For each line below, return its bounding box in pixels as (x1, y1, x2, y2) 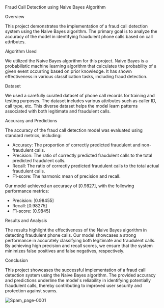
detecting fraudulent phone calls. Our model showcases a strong (5, 232, 137, 238)
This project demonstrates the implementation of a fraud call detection (5, 23, 148, 29)
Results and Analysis (5, 218, 47, 223)
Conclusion (5, 257, 28, 263)
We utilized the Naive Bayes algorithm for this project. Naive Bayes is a (5, 58, 148, 63)
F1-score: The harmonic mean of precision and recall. (12, 173, 121, 179)
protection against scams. (5, 288, 58, 294)
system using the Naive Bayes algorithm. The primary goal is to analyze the (5, 28, 158, 34)
